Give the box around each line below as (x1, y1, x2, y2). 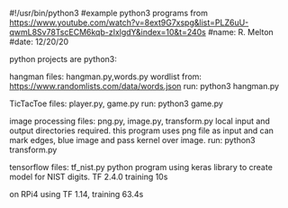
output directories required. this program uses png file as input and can (9, 125, 274, 136)
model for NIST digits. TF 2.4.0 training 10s (9, 171, 168, 182)
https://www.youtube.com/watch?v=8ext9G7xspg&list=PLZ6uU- (9, 17, 249, 28)
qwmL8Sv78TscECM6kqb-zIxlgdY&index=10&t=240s (9, 27, 207, 37)
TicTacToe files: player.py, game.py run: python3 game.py (9, 98, 223, 109)
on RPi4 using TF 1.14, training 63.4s (9, 189, 144, 199)
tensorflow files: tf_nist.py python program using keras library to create (9, 162, 273, 172)
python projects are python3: (9, 54, 117, 64)
